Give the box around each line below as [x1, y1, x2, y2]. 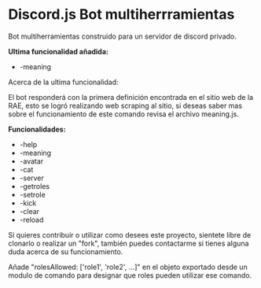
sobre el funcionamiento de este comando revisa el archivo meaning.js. [8, 109, 240, 119]
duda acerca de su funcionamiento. [8, 246, 123, 257]
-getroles [19, 181, 50, 190]
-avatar [19, 156, 44, 166]
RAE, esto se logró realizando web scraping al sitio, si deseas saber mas [8, 101, 242, 110]
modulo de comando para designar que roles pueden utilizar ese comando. [8, 270, 252, 280]
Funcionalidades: [8, 124, 66, 134]
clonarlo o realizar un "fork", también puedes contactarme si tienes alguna [8, 238, 249, 248]
